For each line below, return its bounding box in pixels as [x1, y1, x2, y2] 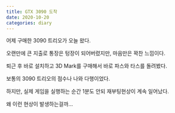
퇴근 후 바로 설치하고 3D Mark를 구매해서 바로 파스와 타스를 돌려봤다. [6, 62, 167, 69]
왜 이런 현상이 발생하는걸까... [6, 100, 73, 108]
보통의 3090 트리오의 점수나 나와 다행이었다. [6, 75, 110, 83]
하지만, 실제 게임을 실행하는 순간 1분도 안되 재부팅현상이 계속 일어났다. [6, 88, 169, 95]
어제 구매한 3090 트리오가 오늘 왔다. [6, 37, 91, 44]
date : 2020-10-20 [6, 14, 50, 20]
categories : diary [6, 20, 52, 26]
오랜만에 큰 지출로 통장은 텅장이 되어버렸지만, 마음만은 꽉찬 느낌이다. [6, 50, 165, 57]
